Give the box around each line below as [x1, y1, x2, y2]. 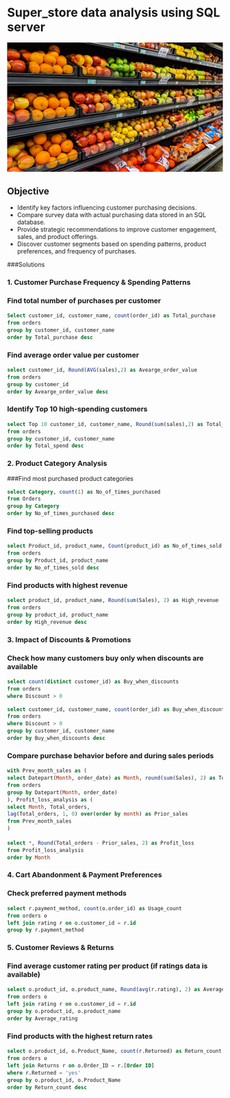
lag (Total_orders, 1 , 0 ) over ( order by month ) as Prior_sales [7, 810, 188, 818]
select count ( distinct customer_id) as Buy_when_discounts [7, 678, 179, 685]
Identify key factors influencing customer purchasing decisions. [16, 203, 197, 212]
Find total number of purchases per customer [7, 296, 162, 305]
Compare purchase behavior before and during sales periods [7, 751, 214, 760]
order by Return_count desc [7, 1084, 88, 1090]
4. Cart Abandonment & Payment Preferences [7, 870, 162, 879]
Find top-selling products [7, 526, 94, 536]
